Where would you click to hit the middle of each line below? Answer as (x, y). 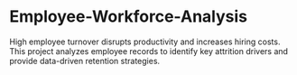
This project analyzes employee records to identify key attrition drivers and (149, 51)
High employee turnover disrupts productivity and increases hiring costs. (145, 42)
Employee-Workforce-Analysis (129, 17)
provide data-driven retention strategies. (85, 61)
